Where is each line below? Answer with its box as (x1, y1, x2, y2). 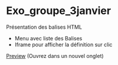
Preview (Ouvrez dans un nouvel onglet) (6, 52, 104, 59)
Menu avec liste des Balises (14, 35, 83, 42)
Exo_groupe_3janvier (6, 4, 111, 18)
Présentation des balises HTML (6, 23, 83, 30)
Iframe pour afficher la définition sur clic (14, 41, 113, 48)
